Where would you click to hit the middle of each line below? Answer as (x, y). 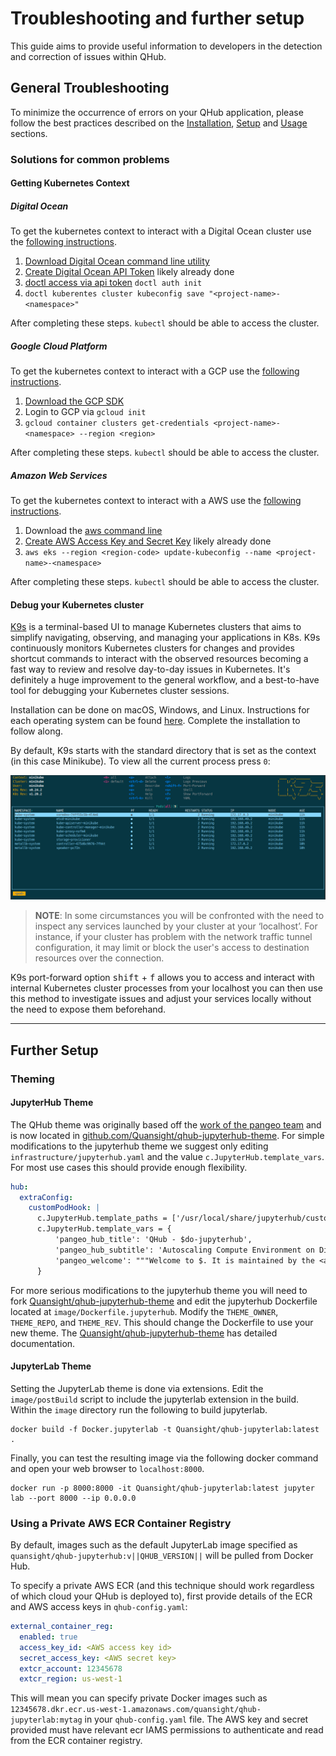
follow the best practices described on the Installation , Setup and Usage (159, 123)
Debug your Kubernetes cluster (77, 604)
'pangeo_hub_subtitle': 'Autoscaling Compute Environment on (184, 1250)
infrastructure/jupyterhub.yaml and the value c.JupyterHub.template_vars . (167, 1156)
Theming (32, 1079)
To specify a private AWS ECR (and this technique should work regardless (162, 1586)
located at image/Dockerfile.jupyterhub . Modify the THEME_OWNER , (144, 1311)
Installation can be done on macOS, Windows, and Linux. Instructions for (160, 710)
